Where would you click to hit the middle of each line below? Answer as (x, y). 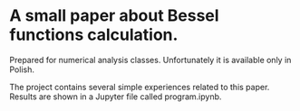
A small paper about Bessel (114, 16)
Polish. (22, 69)
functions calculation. (94, 35)
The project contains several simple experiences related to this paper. (140, 87)
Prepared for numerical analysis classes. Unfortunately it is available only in (150, 60)
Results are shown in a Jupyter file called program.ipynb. (116, 97)
